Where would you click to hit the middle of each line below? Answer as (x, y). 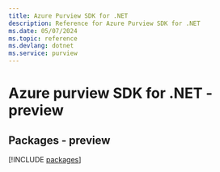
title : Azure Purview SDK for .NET (68, 16)
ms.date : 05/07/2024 (43, 31)
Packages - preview (59, 140)
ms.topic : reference (43, 38)
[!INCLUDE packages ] (45, 159)
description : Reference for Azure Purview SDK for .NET (104, 23)
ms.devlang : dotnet (41, 46)
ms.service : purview (43, 53)
